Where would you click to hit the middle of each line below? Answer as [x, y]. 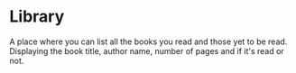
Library [37, 17]
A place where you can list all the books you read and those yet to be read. [148, 41]
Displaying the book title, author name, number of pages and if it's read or [147, 50]
